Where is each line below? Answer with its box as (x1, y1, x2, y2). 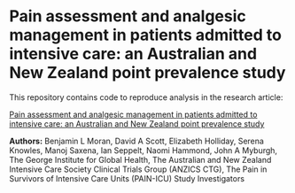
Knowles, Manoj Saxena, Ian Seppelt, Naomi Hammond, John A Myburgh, (9, 144, 277, 156)
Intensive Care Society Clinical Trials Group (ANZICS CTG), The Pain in (9, 164, 268, 174)
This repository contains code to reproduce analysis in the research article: (9, 91, 283, 103)
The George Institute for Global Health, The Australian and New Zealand (9, 154, 272, 165)
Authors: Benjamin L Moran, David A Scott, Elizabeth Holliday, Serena (9, 135, 264, 146)
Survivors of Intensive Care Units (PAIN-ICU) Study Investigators (9, 173, 245, 183)
